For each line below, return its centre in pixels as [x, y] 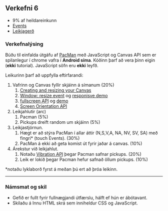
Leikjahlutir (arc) [29, 112]
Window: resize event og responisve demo [64, 96]
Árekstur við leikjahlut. [35, 149]
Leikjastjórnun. [28, 128]
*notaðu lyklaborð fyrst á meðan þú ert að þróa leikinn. [61, 169]
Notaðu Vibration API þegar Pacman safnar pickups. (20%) [80, 154]
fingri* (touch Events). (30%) [50, 138]
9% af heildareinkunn [34, 20]
